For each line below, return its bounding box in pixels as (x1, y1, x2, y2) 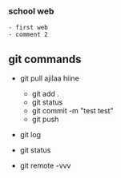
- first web (8, 24, 48, 32)
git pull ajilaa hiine (19, 73, 80, 83)
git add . (31, 89, 60, 99)
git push (31, 114, 59, 125)
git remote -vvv (19, 161, 71, 171)
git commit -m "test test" (31, 106, 114, 116)
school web (8, 6, 54, 17)
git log (19, 130, 42, 140)
